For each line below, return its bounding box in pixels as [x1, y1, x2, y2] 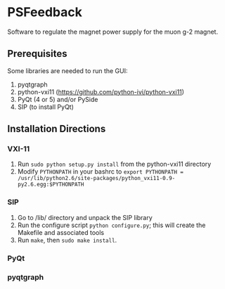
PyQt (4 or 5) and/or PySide [17, 95, 98, 103]
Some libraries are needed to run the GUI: [7, 66, 128, 75]
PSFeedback [7, 4, 83, 20]
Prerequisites [7, 48, 67, 60]
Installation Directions [7, 123, 106, 135]
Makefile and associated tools [17, 228, 104, 236]
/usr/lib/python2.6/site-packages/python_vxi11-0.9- [17, 175, 176, 182]
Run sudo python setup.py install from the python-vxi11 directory [17, 160, 212, 169]
